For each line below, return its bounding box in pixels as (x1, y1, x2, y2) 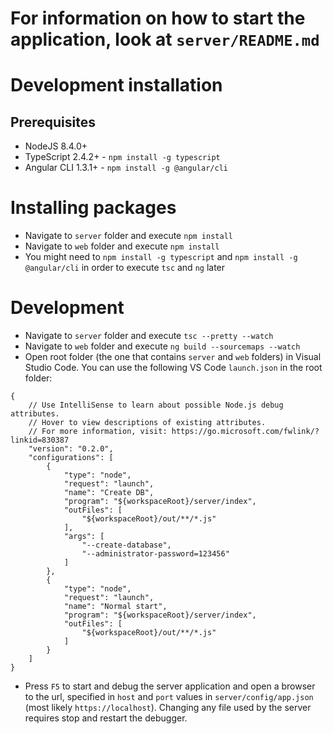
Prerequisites (10, 113, 96, 131)
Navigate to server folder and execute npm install (24, 230, 233, 242)
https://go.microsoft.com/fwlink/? (171, 427, 320, 437)
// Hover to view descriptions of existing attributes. (28, 418, 267, 428)
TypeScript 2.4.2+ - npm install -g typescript (24, 151, 221, 163)
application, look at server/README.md (10, 28, 320, 51)
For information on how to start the (10, 7, 306, 30)
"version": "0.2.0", (28, 444, 114, 454)
